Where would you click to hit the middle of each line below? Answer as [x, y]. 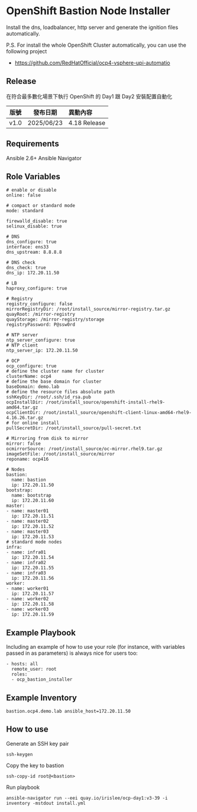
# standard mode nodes [34, 542]
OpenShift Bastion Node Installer [88, 11]
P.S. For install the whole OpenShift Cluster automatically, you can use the [96, 45]
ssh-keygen [20, 754]
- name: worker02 [28, 599]
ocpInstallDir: [25, 402]
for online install [35, 423]
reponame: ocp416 [28, 460]
